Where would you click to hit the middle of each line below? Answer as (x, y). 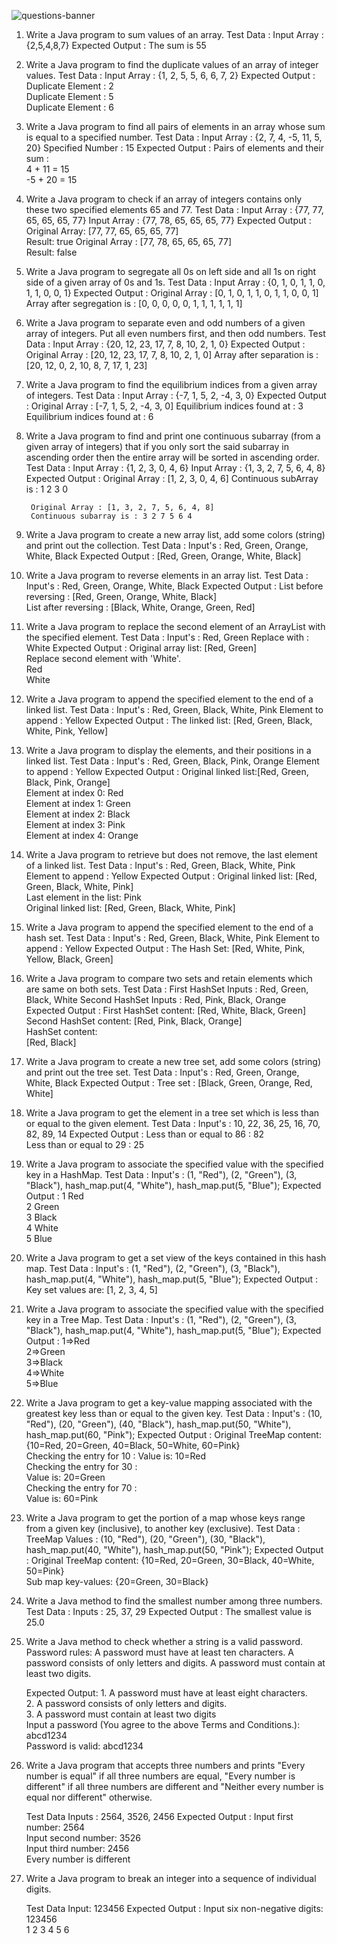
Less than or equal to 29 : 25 (85, 1144)
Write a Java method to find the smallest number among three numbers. (174, 1601)
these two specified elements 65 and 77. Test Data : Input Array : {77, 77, (174, 209)
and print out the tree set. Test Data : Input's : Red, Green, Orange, (162, 1072)
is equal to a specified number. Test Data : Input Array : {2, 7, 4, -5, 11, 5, (174, 137)
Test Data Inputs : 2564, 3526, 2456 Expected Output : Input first (159, 1816)
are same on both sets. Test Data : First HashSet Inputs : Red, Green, (167, 989)
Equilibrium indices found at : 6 (89, 416)
